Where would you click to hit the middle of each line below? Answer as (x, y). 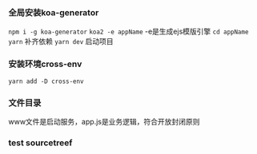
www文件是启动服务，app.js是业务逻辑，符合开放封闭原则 (104, 121)
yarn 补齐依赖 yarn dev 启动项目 (61, 41)
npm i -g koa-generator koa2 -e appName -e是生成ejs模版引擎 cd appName (128, 32)
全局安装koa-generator (54, 12)
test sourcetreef (40, 143)
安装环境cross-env (45, 64)
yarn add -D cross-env (46, 81)
